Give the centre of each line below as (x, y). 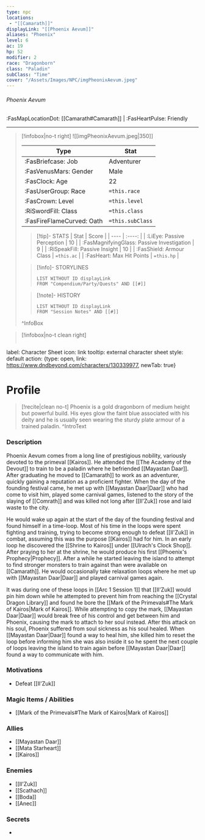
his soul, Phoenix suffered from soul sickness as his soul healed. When (95, 628)
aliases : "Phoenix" (31, 35)
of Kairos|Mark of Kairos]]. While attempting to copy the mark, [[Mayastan (99, 609)
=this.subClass (131, 221)
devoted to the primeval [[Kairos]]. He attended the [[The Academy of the (99, 462)
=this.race (124, 191)
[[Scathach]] (31, 790)
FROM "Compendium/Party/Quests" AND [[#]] (91, 284)
